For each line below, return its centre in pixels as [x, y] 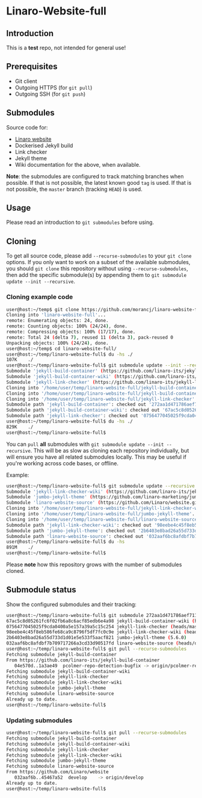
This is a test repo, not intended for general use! [66, 48]
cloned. [16, 571]
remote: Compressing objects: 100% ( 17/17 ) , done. [71, 332]
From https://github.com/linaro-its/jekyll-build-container [83, 660]
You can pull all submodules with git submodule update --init [85, 444]
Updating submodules [39, 720]
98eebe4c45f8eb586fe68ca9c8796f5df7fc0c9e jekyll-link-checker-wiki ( [96, 632]
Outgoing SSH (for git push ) [50, 94]
